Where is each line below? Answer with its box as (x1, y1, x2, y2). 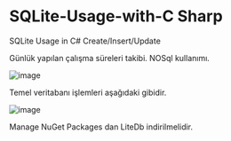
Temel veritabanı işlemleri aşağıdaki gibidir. (9, 87, 167, 98)
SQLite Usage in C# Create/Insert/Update (9, 35, 162, 46)
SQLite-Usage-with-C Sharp (9, 6, 224, 27)
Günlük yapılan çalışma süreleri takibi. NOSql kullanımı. (9, 52, 211, 63)
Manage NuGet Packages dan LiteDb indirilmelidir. (9, 121, 194, 132)
